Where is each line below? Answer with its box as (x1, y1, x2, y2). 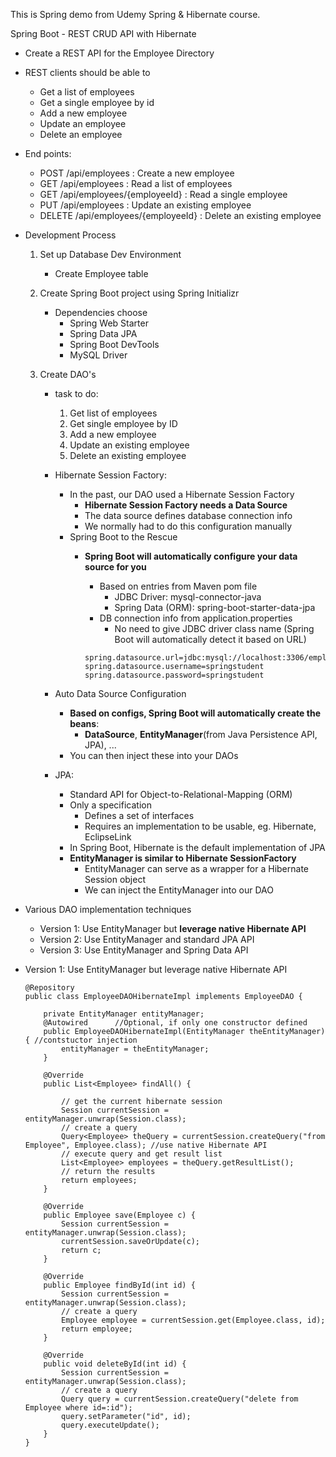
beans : (69, 718, 100, 729)
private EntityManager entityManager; (43, 1009, 205, 1019)
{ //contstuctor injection (24, 1035, 138, 1045)
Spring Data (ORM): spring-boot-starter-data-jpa (114, 602, 316, 613)
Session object (84, 874, 146, 885)
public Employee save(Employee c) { (43, 1210, 196, 1220)
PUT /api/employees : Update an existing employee (39, 199, 252, 211)
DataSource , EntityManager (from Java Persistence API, (84, 729, 318, 740)
